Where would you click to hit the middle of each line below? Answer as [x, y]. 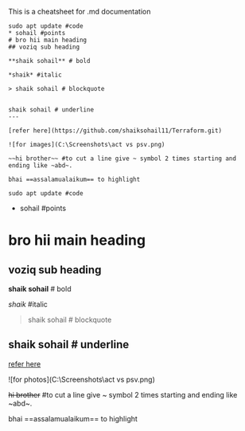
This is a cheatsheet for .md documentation [80, 12]
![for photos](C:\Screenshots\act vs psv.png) [82, 379]
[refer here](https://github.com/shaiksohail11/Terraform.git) [115, 131]
